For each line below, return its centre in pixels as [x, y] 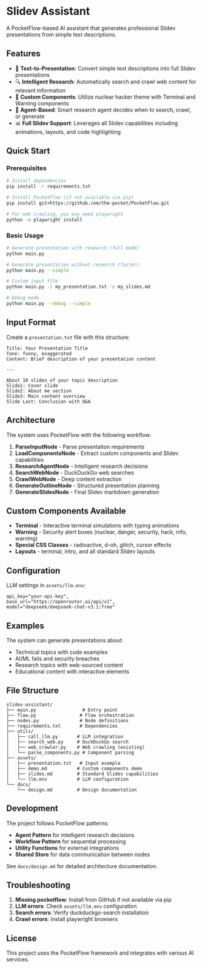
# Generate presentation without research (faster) [73, 265]
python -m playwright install [45, 220]
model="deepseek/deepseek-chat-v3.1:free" [61, 607]
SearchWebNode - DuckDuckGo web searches [75, 472]
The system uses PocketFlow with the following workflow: [79, 435]
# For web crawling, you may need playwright [65, 214]
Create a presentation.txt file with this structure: [68, 337]
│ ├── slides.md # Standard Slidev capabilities [82, 774]
